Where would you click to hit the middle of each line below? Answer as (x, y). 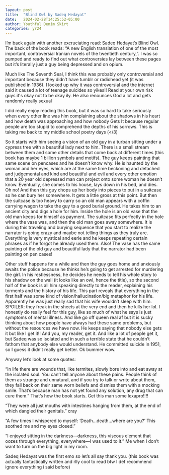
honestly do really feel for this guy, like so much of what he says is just (78, 312)
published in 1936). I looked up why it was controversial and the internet (80, 85)
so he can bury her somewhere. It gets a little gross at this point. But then (81, 195)
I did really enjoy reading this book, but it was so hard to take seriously (78, 111)
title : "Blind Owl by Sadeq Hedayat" (46, 15)
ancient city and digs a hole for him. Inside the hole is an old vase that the (81, 212)
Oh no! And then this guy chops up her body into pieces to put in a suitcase (83, 190)
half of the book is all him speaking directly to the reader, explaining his (79, 286)
